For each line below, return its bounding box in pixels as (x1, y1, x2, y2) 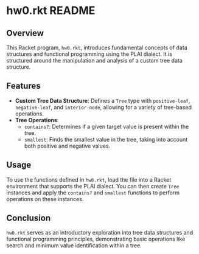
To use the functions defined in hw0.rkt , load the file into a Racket (6, 176, 172, 183)
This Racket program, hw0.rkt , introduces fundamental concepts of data (6, 44, 187, 51)
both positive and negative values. (24, 142, 111, 149)
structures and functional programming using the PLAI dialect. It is (6, 50, 172, 58)
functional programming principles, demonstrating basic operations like (6, 235, 186, 243)
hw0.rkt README (6, 4, 96, 18)
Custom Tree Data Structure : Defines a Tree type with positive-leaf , (15, 97, 190, 104)
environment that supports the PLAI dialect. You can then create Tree (6, 182, 180, 190)
